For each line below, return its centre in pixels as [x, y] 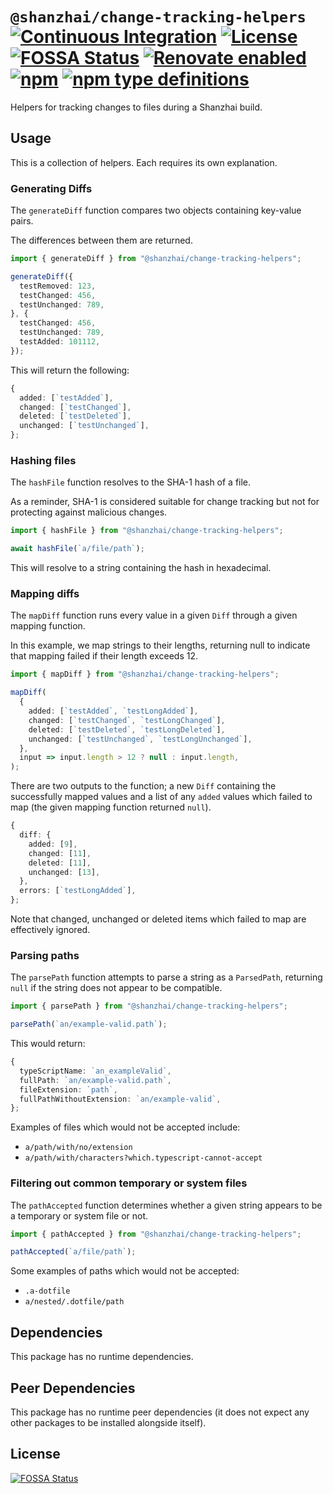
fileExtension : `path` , [68, 1089]
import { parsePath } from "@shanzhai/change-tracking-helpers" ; [149, 1006]
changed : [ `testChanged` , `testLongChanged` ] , [127, 720]
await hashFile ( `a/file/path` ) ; [77, 549]
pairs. [22, 221]
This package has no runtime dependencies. [102, 1357]
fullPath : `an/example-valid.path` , [95, 1080]
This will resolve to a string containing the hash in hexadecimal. [141, 568]
